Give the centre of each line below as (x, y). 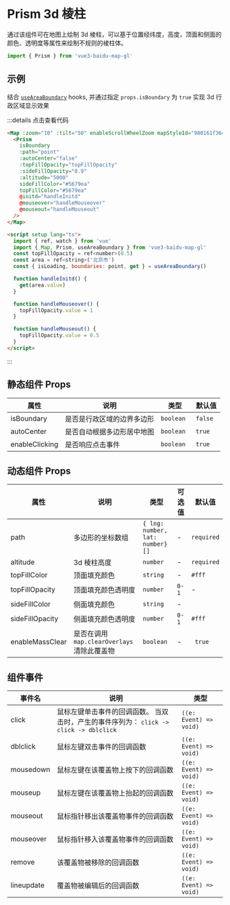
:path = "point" (39, 152)
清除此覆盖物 (94, 651)
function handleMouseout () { (55, 329)
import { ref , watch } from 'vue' (62, 241)
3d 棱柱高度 (92, 563)
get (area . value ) (43, 285)
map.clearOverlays (103, 642)
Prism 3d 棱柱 (47, 14)
